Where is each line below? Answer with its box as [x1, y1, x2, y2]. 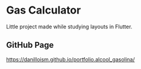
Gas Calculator [6, 4, 82, 17]
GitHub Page [6, 40, 54, 50]
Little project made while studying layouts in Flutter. [6, 23, 133, 30]
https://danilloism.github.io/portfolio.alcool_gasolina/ [6, 55, 135, 63]
